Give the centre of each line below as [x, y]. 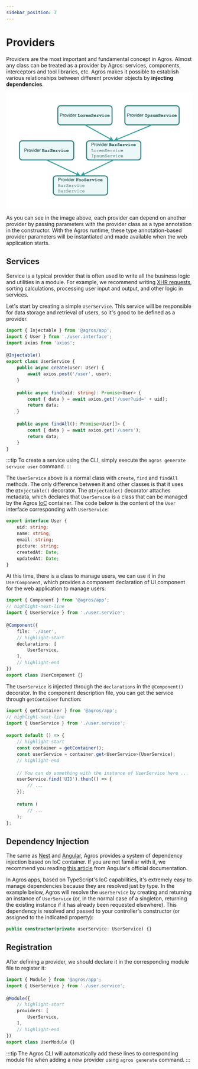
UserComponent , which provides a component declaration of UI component [96, 582]
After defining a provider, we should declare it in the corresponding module [98, 961]
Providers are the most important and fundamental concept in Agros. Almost [99, 59]
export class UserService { [41, 362]
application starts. [28, 243]
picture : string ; [38, 546]
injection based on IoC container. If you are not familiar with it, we [86, 862]
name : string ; [34, 534]
